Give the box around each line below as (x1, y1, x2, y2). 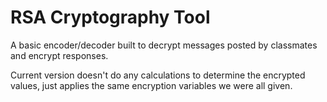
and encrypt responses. (10, 49, 109, 61)
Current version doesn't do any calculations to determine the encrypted (10, 69, 306, 81)
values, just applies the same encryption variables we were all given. (10, 79, 293, 91)
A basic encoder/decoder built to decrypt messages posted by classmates (10, 39, 318, 51)
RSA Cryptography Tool (10, 6, 211, 29)
